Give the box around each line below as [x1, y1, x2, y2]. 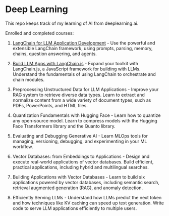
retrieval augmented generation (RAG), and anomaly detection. [12, 185, 143, 191]
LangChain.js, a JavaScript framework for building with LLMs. [12, 66, 141, 72]
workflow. [12, 143, 33, 150]
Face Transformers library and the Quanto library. [12, 123, 116, 129]
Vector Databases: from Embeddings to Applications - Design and [12, 153, 150, 159]
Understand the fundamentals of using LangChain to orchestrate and [12, 71, 156, 77]
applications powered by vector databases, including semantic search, [12, 179, 160, 185]
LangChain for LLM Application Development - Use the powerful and [12, 39, 155, 46]
